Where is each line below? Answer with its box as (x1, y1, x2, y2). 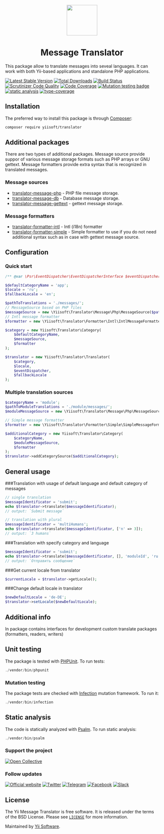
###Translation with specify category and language (5, 540, 109, 545)
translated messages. (5, 167, 48, 173)
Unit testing (5, 645, 41, 654)
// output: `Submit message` (5, 508, 64, 514)
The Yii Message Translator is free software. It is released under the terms (5, 809, 154, 814)
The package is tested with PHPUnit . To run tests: (5, 658, 105, 664)
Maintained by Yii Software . (5, 823, 61, 829)
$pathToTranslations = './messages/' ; (5, 301, 84, 306)
